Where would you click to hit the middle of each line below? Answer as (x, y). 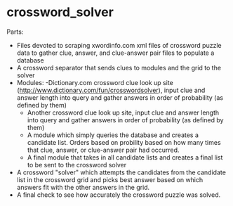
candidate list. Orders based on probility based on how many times (124, 142)
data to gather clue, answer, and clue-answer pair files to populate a (115, 53)
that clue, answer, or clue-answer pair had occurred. (103, 150)
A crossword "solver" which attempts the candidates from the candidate (121, 172)
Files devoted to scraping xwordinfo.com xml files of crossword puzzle (119, 45)
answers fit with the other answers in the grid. (83, 187)
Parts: (15, 32)
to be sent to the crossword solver (77, 165)
